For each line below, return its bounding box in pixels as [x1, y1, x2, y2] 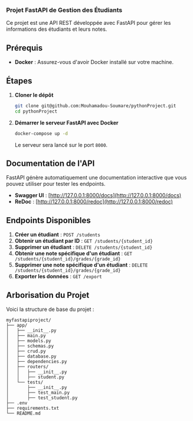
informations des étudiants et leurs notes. [6, 25, 107, 33]
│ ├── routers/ [6, 364, 49, 369]
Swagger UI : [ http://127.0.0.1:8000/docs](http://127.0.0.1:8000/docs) [14, 192, 182, 199]
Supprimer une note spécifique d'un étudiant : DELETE [14, 261, 148, 269]
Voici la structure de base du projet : [6, 306, 94, 313]
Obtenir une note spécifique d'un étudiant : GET [14, 250, 133, 257]
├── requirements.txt [6, 405, 60, 411]
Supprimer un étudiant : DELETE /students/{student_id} [14, 243, 153, 251]
